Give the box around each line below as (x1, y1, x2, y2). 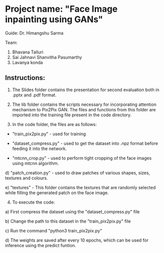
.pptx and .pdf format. (12, 92, 57, 98)
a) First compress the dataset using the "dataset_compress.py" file (5, 208, 140, 214)
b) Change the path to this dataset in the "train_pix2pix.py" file (5, 218, 131, 224)
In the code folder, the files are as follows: (12, 121, 97, 127)
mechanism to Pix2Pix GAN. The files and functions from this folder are (12, 106, 156, 112)
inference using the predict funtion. (5, 242, 76, 248)
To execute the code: (12, 199, 55, 205)
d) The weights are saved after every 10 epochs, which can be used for (5, 237, 149, 243)
